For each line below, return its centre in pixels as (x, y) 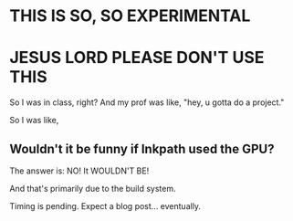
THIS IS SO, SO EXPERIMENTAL (130, 16)
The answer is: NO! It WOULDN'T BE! (79, 171)
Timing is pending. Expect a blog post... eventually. (105, 205)
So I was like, (34, 121)
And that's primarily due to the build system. (93, 188)
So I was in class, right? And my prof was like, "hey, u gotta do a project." (147, 102)
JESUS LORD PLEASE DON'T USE (137, 58)
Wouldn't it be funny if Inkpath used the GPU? (142, 148)
